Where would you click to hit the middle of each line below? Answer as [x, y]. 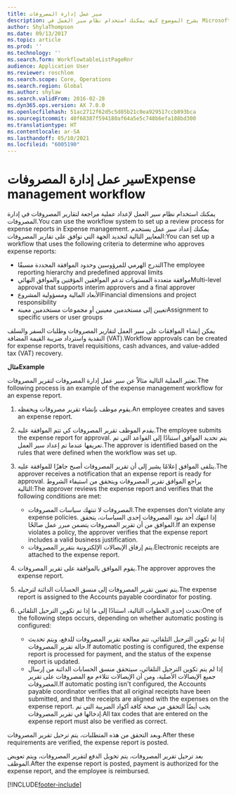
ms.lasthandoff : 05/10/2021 [48, 138]
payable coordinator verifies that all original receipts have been [119, 692]
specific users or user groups [60, 317]
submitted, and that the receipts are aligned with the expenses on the [128, 699]
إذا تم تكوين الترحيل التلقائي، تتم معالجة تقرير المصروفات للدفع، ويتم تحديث [126, 639]
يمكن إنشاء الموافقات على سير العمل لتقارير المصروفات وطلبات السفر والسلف [111, 331]
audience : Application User [48, 66]
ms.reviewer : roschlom [40, 72]
